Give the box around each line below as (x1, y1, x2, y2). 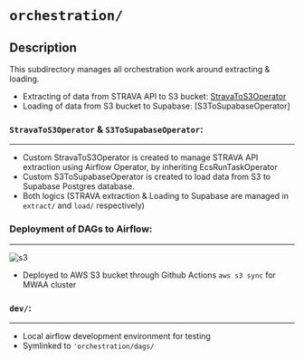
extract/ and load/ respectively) (22, 200, 145, 211)
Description (9, 40, 77, 55)
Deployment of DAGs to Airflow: (9, 223, 153, 235)
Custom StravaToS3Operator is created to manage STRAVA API (22, 152, 259, 163)
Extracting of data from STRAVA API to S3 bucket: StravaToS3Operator (22, 91, 287, 101)
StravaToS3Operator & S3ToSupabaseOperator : (9, 123, 204, 136)
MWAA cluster (22, 279, 77, 289)
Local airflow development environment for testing (22, 330, 211, 341)
